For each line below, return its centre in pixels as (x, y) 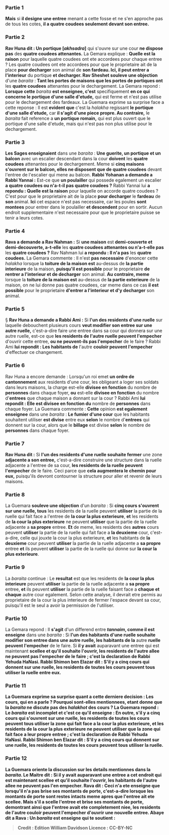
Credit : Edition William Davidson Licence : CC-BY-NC (75, 827)
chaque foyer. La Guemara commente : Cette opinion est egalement (76, 409)
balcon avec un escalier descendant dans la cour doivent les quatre (76, 158)
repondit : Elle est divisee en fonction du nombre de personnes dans (78, 403)
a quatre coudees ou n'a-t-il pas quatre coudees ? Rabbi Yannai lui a (78, 185)
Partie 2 (15, 37)
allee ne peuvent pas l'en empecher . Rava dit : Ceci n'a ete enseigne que (82, 785)
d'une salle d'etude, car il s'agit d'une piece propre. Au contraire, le (77, 113)
